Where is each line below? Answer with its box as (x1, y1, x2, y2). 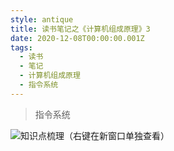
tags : (10, 42, 33, 53)
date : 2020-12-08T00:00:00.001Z (10, 33, 145, 43)
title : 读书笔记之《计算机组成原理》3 (10, 24, 151, 34)
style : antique (10, 14, 74, 25)
